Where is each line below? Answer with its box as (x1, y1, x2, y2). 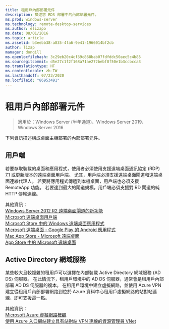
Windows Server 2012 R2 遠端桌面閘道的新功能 (5, 207, 103, 213)
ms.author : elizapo (5, 26, 46, 31)
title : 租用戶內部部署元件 (5, 7, 55, 13)
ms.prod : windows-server (5, 17, 58, 22)
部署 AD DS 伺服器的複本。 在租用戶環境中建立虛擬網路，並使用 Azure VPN (5, 282, 161, 288)
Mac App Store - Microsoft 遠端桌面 (5, 233, 80, 239)
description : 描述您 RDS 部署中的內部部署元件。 (5, 12, 99, 17)
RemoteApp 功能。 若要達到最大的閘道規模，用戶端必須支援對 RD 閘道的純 (5, 184, 160, 190)
